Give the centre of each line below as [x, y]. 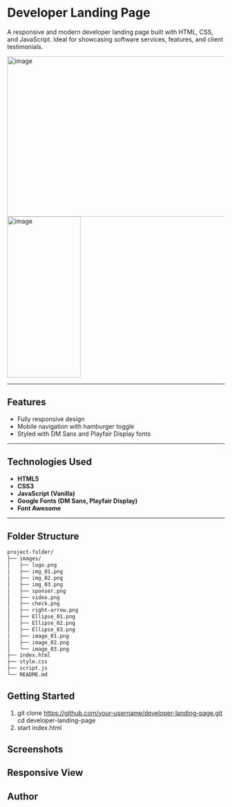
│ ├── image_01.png [38, 636]
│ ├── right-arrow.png [43, 610]
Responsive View [45, 773]
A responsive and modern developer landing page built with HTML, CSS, [110, 32]
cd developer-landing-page [56, 720]
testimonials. [25, 46]
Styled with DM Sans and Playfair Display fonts [84, 434]
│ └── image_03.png [38, 649]
